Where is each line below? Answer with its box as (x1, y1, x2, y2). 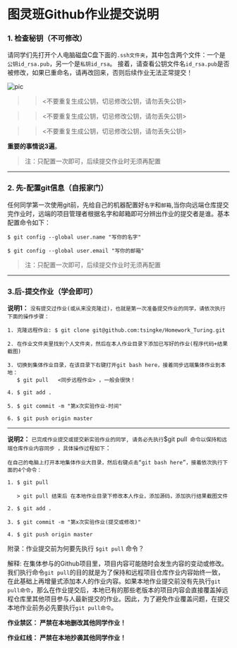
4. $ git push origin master (7, 531, 93, 539)
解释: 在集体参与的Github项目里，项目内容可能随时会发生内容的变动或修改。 (7, 559, 228, 568)
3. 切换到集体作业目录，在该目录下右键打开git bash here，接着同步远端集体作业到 (7, 361, 221, 369)
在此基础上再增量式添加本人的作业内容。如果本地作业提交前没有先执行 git (7, 577, 221, 586)
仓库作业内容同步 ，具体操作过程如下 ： (12, 444, 111, 452)
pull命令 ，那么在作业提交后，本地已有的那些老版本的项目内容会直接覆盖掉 (7, 586, 222, 594)
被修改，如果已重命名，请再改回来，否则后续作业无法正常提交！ (7, 68, 193, 77)
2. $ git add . (7, 505, 52, 512)
